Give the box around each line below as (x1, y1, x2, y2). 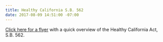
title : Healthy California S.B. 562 (5, 7, 84, 13)
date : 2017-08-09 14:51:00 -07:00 (5, 12, 79, 17)
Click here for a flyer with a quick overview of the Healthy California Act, (5, 26, 158, 32)
